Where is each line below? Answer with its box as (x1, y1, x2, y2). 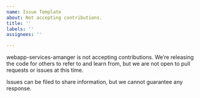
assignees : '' (6, 32, 43, 38)
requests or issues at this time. (6, 66, 84, 74)
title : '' (6, 20, 32, 26)
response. (6, 85, 32, 92)
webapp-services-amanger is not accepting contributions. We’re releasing (6, 54, 194, 61)
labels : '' (6, 26, 34, 32)
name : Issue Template (6, 9, 62, 15)
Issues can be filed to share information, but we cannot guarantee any (6, 79, 183, 86)
